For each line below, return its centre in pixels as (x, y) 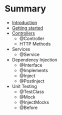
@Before (28, 107)
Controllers (23, 33)
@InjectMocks (34, 102)
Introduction (24, 22)
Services (21, 49)
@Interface (31, 65)
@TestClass (32, 91)
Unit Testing (24, 86)
